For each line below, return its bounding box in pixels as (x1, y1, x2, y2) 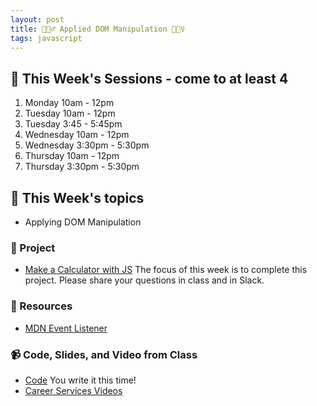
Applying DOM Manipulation (24, 216, 142, 228)
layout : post (10, 14, 65, 25)
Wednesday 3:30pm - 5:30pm (24, 139, 150, 151)
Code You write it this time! (24, 374, 137, 386)
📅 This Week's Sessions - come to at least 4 (10, 70, 289, 87)
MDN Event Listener (24, 322, 108, 334)
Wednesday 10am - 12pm (24, 129, 130, 141)
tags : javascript (10, 33, 83, 43)
